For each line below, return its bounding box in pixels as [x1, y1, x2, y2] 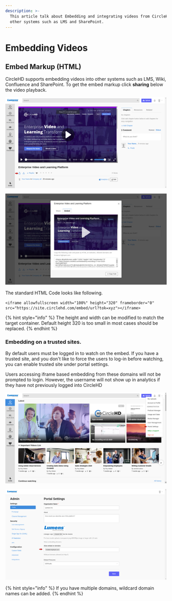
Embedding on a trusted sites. [5, 339, 82, 346]
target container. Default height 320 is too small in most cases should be [5, 320, 158, 326]
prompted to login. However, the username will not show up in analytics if [5, 376, 160, 383]
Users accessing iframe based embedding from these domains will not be [5, 371, 161, 377]
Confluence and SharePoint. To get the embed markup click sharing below [5, 81, 163, 87]
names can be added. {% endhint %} [5, 590, 83, 596]
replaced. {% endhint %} [5, 326, 58, 332]
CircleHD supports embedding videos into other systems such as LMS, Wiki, [5, 76, 166, 82]
